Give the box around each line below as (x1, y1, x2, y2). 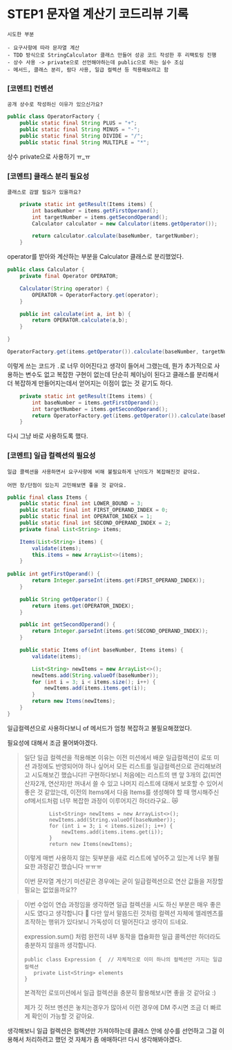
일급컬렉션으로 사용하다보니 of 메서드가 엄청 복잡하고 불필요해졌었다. (7, 724, 192, 732)
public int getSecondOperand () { (19, 621, 116, 628)
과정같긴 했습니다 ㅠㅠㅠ (37, 862, 102, 870)
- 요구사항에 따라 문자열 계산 (7, 44, 80, 51)
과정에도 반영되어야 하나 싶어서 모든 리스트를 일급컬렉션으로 (31, 762, 192, 770)
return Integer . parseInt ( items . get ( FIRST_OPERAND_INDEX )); (32, 577, 206, 584)
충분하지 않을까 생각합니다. (23, 941, 97, 949)
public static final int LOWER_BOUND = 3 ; (19, 500, 144, 507)
